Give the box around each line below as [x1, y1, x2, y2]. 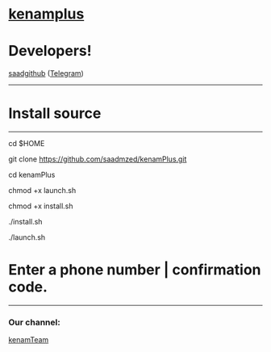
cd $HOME [8, 139, 45, 149]
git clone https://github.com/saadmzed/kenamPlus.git [8, 154, 187, 164]
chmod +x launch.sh [8, 186, 77, 195]
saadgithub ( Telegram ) [8, 69, 85, 78]
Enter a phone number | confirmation [8, 261, 261, 279]
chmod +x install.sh [8, 201, 74, 211]
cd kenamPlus [8, 170, 56, 180]
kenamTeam [8, 335, 49, 345]
